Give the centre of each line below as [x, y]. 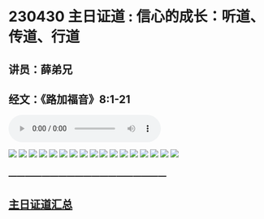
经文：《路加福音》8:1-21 [69, 99]
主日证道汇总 [41, 204]
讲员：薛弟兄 [41, 69]
